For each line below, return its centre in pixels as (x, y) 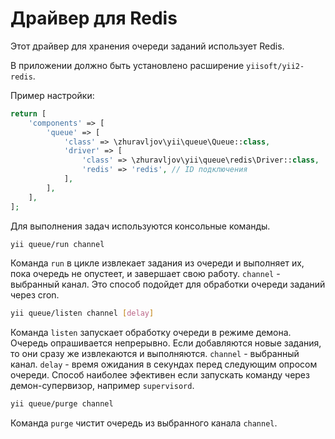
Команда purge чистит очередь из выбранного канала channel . (144, 423)
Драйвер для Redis (94, 18)
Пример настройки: (52, 95)
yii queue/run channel (57, 244)
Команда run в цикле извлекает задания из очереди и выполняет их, (157, 263)
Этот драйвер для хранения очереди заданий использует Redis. (147, 46)
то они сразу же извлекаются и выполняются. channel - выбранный (155, 354)
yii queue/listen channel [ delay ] (82, 313)
